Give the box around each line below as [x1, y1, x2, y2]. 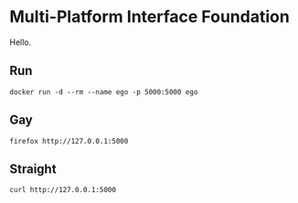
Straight [9, 161, 57, 176]
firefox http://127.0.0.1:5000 [9, 136, 129, 145]
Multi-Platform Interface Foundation [9, 6, 290, 27]
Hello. [9, 37, 32, 48]
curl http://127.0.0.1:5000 [9, 186, 117, 195]
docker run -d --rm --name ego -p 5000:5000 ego [9, 87, 198, 97]
